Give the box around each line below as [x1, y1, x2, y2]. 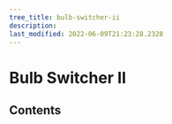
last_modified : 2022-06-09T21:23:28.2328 [9, 29, 164, 38]
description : [9, 21, 57, 30]
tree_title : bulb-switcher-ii [9, 12, 121, 22]
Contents [9, 103, 62, 118]
